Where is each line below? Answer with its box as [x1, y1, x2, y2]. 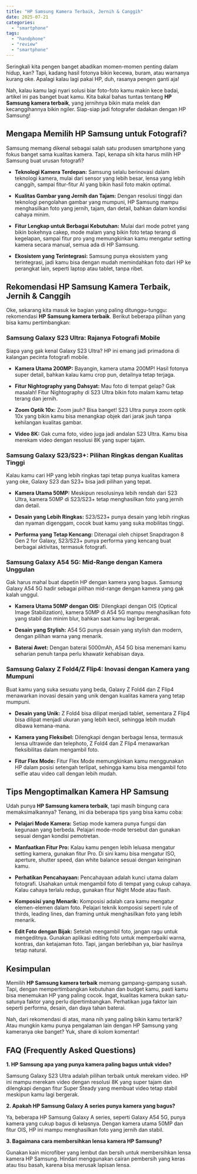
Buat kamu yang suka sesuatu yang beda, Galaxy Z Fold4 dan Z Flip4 [6, 686, 174, 693]
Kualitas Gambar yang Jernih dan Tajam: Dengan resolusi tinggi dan [14, 192, 182, 199]
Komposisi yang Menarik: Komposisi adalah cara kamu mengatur [14, 898, 175, 905]
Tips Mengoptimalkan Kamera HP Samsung [6, 787, 169, 797]
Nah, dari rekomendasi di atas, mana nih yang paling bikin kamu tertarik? [6, 1016, 182, 1023]
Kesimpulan [6, 964, 51, 974]
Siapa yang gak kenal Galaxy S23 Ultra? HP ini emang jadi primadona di [6, 347, 180, 354]
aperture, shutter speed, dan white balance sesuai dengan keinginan [14, 856, 181, 864]
